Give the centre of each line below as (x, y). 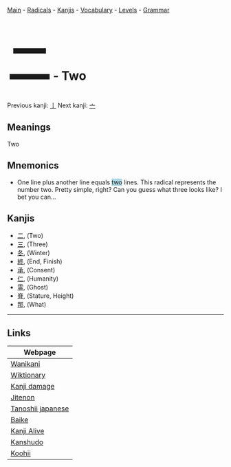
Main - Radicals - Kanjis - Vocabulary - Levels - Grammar (88, 10)
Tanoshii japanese (40, 409)
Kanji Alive (27, 431)
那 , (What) (32, 305)
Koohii (21, 453)
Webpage (40, 352)
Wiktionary (28, 376)
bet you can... (36, 197)
